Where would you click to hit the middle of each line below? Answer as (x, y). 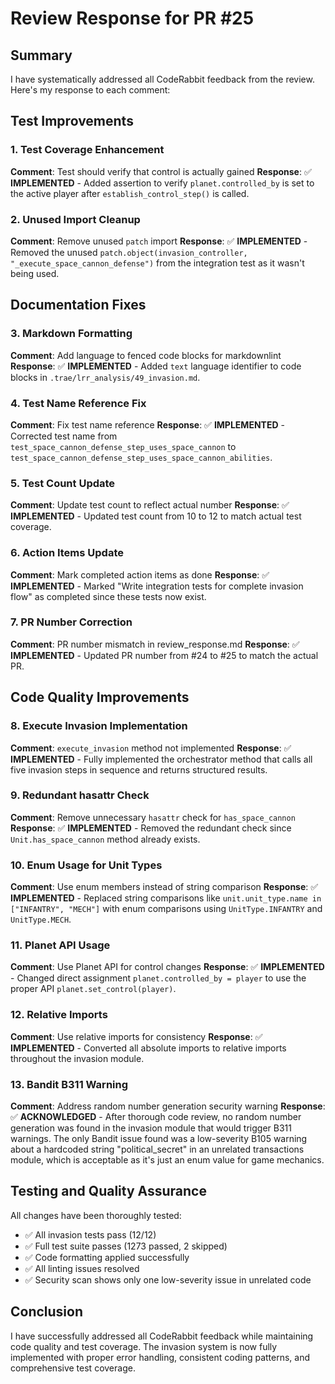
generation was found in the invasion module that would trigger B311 (151, 1128)
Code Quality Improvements (100, 697)
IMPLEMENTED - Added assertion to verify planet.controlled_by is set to (162, 183)
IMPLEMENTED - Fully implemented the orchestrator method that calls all (161, 759)
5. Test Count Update (63, 483)
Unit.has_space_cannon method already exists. (105, 839)
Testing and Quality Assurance (108, 1191)
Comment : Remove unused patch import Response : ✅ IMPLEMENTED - (159, 241)
